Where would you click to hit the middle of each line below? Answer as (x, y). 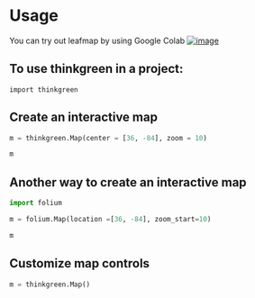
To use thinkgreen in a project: (96, 69)
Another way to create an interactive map (128, 182)
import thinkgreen (44, 90)
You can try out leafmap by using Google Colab (97, 41)
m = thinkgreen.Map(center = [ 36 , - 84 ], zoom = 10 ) (108, 138)
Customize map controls (80, 263)
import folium (36, 203)
